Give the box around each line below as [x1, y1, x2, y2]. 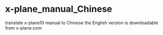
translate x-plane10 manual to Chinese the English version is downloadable [5, 20, 159, 26]
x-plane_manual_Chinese [5, 3, 113, 15]
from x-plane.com [5, 25, 42, 31]
